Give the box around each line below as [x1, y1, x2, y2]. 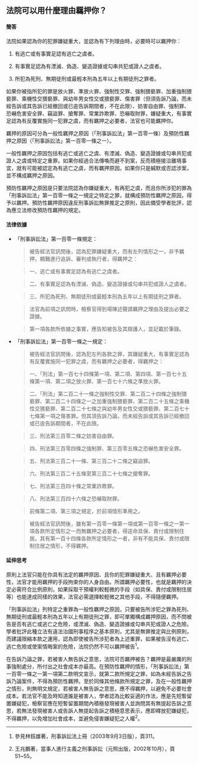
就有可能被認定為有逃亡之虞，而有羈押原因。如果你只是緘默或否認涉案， [16, 164, 192, 171]
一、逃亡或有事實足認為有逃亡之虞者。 [29, 267, 123, 274]
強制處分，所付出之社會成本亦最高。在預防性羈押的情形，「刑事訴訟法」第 [11, 663, 190, 670]
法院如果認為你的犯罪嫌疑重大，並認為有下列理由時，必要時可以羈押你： [6, 37, 181, 44]
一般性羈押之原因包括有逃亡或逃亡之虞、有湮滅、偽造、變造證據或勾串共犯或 [6, 149, 192, 156]
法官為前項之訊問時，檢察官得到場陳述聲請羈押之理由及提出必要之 [29, 305, 190, 312]
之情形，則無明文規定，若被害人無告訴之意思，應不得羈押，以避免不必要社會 [6, 685, 192, 692]
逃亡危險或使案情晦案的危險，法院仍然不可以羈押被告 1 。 [6, 642, 143, 650]
